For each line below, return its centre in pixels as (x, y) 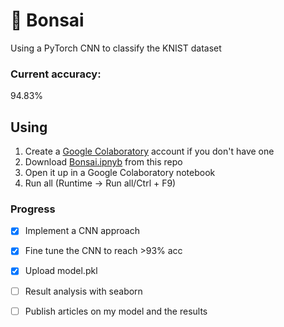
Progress (33, 209)
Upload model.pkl (61, 271)
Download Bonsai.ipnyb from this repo (103, 162)
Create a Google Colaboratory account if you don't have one (149, 151)
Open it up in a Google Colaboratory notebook (120, 173)
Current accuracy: (56, 74)
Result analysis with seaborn (83, 291)
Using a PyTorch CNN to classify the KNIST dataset (116, 48)
